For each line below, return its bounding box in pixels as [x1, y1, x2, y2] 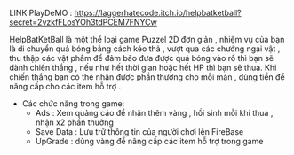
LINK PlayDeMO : [9, 8, 73, 18]
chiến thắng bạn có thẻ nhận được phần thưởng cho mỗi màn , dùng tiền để [9, 72, 286, 82]
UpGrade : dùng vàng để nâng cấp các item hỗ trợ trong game [35, 136, 264, 146]
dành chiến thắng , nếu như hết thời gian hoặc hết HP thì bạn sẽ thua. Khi [9, 62, 277, 73]
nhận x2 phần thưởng [35, 117, 114, 128]
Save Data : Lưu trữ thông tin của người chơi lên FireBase [35, 127, 244, 136]
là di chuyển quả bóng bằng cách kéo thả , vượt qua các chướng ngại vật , [9, 43, 281, 54]
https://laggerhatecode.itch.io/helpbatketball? [74, 8, 242, 18]
